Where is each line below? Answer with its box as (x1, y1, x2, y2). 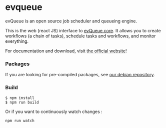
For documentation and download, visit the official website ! (5, 48, 127, 54)
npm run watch (5, 118, 35, 123)
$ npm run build (5, 100, 39, 105)
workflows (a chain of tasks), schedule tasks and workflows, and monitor (5, 33, 156, 39)
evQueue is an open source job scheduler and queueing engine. (5, 18, 137, 24)
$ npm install (5, 95, 35, 101)
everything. (5, 38, 29, 44)
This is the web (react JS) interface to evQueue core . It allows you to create (5, 27, 161, 33)
